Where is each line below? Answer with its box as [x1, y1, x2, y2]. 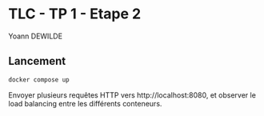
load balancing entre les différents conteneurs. [8, 98, 162, 108]
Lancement [8, 54, 66, 68]
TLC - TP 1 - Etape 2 [8, 5, 142, 23]
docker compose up [8, 75, 70, 84]
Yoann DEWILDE [8, 31, 62, 41]
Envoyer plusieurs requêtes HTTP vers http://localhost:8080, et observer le [8, 90, 256, 100]
